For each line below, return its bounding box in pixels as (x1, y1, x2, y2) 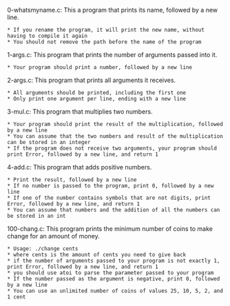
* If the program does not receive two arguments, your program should (7, 145, 217, 152)
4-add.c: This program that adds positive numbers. (7, 163, 152, 171)
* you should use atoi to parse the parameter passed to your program (7, 269, 214, 276)
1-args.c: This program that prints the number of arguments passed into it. (7, 51, 218, 59)
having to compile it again (7, 32, 88, 39)
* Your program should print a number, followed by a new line (7, 64, 193, 71)
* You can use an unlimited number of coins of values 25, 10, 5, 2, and (7, 287, 224, 294)
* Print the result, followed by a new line (7, 176, 137, 183)
